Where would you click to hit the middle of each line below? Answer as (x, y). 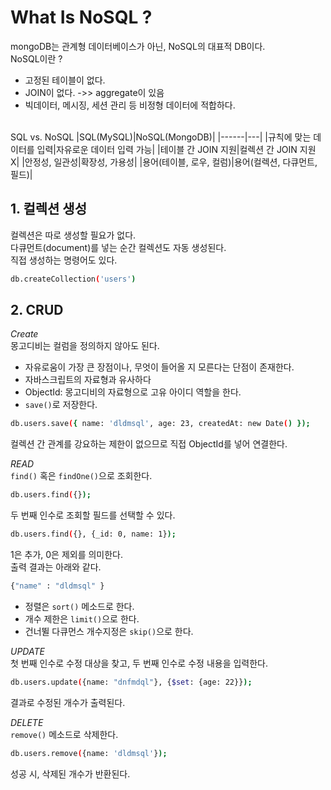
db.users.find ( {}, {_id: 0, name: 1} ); (93, 534)
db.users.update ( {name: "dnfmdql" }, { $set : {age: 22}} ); (131, 682)
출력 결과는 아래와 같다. (56, 567)
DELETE (27, 722)
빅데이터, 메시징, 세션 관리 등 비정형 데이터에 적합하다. (130, 105)
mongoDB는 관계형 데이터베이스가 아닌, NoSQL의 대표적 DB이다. (138, 46)
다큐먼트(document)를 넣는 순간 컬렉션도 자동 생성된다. (118, 247)
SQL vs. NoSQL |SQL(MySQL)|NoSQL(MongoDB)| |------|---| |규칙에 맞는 (161, 137)
